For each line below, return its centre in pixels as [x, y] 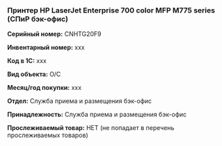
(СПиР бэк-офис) [38, 19]
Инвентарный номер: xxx [46, 48]
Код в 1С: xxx [27, 61]
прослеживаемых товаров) [48, 135]
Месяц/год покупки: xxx [45, 88]
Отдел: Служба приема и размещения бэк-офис [79, 101]
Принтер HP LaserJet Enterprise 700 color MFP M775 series [111, 10]
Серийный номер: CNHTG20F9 [54, 34]
